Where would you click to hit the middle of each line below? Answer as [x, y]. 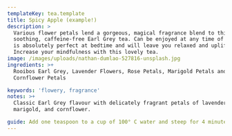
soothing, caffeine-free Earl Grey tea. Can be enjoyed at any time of [119, 39]
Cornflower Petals [40, 78]
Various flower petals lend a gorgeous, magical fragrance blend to [114, 33]
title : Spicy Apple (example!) [52, 20]
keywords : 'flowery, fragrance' [54, 90]
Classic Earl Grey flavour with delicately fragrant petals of [106, 103]
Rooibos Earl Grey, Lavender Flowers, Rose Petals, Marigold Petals [114, 71]
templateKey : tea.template [46, 13]
